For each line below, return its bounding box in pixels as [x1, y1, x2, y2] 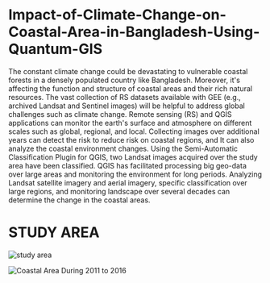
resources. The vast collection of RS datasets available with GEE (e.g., [8, 92, 242, 102]
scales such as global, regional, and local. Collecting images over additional [8, 127, 260, 136]
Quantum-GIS [8, 40, 103, 58]
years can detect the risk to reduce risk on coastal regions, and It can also [8, 135, 255, 144]
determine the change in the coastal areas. [8, 195, 151, 205]
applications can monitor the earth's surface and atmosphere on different [8, 118, 252, 127]
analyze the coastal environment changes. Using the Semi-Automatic [8, 144, 239, 153]
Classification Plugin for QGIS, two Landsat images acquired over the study [8, 152, 258, 162]
